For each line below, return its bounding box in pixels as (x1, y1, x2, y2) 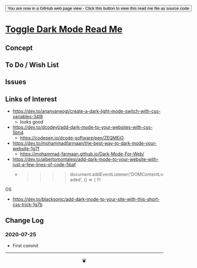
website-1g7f (12, 146, 40, 152)
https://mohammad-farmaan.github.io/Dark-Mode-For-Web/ (20, 151, 144, 157)
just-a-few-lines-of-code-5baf (12, 161, 76, 168)
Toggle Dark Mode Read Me (5, 24, 123, 35)
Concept (5, 43, 33, 52)
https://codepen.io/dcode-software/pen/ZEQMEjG (20, 135, 124, 141)
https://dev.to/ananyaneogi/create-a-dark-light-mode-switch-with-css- (12, 108, 161, 114)
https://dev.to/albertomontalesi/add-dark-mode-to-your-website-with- (12, 156, 159, 162)
